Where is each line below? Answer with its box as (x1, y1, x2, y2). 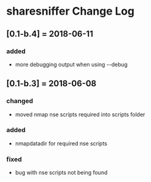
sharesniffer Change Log (6, 4, 135, 18)
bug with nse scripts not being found (15, 169, 108, 177)
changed (6, 96, 33, 105)
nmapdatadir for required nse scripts (15, 139, 108, 147)
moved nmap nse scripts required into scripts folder (15, 111, 146, 118)
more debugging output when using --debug (15, 60, 128, 68)
